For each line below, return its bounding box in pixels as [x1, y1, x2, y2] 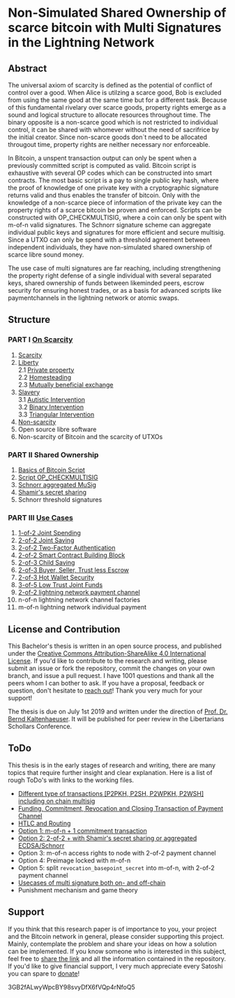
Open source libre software [17, 425, 97, 433]
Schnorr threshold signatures [17, 495, 103, 504]
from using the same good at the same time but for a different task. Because [8, 96, 227, 104]
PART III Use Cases [8, 512, 74, 522]
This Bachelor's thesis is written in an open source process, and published [8, 642, 222, 651]
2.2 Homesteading [17, 373, 72, 382]
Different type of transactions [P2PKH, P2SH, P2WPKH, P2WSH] [17, 789, 204, 797]
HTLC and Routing [17, 819, 71, 827]
